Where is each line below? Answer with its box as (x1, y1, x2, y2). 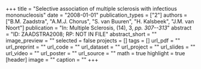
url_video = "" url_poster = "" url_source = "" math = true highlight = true (5, 50, 185, 56)
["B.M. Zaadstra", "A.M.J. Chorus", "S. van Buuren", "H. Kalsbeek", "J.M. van (5, 18, 194, 25)
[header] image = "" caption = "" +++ (5, 56, 99, 63)
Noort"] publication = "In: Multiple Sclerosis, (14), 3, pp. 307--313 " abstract (5, 24, 192, 31)
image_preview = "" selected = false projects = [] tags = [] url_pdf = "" (5, 37, 181, 44)
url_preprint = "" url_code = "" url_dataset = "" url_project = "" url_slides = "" (5, 43, 196, 50)
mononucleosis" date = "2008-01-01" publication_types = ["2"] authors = (5, 11, 188, 19)
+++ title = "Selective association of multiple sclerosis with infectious (5, 5, 178, 12)
